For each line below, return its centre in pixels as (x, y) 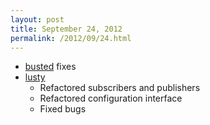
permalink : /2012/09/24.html (71, 38)
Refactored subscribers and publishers (120, 88)
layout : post (37, 19)
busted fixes (50, 67)
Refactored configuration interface (111, 98)
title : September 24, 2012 (66, 29)
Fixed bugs (63, 109)
